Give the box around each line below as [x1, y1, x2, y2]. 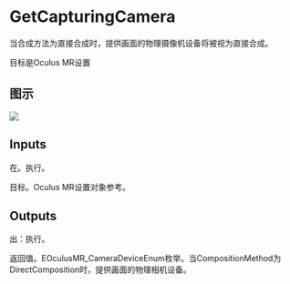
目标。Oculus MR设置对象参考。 [9, 181, 130, 192]
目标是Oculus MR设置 [9, 56, 91, 67]
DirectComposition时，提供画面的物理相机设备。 [9, 264, 192, 275]
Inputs [9, 137, 47, 152]
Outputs [9, 208, 57, 224]
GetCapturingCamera [9, 6, 176, 27]
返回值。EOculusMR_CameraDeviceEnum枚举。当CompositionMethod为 [9, 253, 282, 264]
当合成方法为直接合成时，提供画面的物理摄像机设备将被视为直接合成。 [9, 37, 274, 48]
